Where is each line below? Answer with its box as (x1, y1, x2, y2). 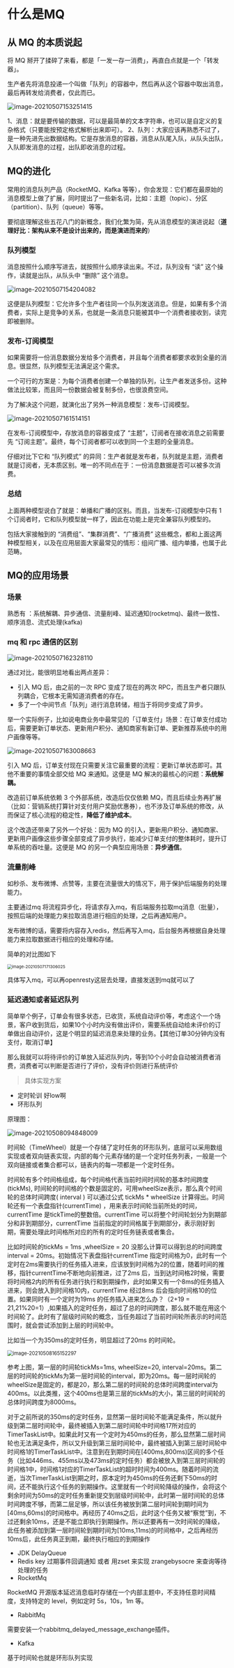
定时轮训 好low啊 (17, 1092, 66, 1100)
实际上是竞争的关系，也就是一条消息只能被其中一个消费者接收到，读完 (25, 308, 227, 317)
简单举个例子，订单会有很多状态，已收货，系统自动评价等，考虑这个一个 (7, 1012, 214, 1020)
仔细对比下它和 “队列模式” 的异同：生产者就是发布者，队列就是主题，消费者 (7, 452, 224, 461)
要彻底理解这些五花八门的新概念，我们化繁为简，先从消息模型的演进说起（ (7, 217, 221, 225)
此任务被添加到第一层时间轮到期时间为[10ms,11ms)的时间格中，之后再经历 (7, 1526, 219, 1535)
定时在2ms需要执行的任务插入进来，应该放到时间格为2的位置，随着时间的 (7, 1260, 219, 1269)
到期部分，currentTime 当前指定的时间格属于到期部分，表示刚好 (25, 1219, 209, 1228)
